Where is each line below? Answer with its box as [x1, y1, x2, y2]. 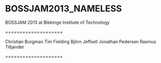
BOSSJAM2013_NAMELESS [5, 3, 122, 14]
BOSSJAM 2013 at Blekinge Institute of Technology [5, 19, 110, 25]
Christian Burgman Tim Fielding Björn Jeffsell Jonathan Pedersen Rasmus [5, 38, 157, 45]
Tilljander [5, 44, 24, 50]
